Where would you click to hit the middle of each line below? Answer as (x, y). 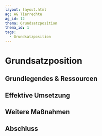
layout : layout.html (26, 10)
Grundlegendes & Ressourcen (51, 79)
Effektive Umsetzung (38, 95)
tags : (10, 32)
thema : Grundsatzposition (31, 23)
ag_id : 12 (15, 19)
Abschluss (22, 128)
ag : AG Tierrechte (24, 14)
